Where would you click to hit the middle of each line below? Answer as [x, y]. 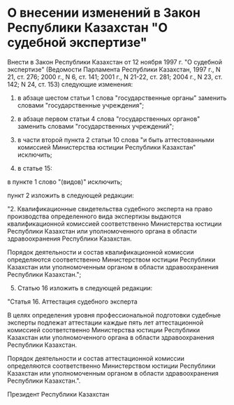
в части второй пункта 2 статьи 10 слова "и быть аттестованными [116, 140]
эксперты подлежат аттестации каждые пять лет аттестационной [105, 322]
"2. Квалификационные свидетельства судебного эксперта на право [110, 208]
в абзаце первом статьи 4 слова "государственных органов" [109, 119]
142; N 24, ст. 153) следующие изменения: [70, 84]
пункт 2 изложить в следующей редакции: [71, 195]
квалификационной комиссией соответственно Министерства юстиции [115, 223]
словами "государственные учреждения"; [81, 105]
